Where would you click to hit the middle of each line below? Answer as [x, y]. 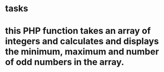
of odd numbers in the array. [65, 62]
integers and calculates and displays [82, 41]
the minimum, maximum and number [82, 52]
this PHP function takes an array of [78, 31]
